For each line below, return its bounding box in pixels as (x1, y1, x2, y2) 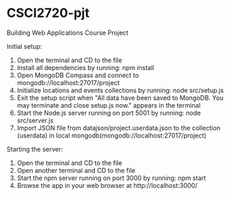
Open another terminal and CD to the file (16, 166, 136, 174)
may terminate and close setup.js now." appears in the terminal (16, 101, 201, 109)
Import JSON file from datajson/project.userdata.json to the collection (16, 123, 221, 132)
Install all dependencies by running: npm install (16, 63, 154, 72)
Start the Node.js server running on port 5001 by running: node (16, 108, 201, 117)
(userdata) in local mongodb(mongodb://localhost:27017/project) (16, 131, 207, 140)
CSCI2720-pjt (6, 5, 90, 21)
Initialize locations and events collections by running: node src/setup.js (16, 86, 224, 94)
